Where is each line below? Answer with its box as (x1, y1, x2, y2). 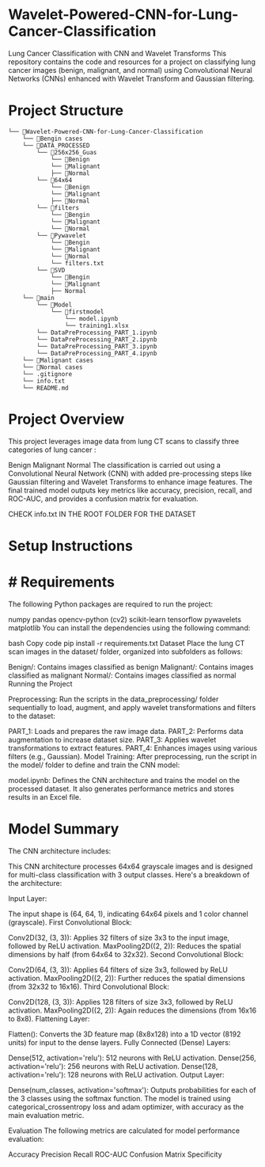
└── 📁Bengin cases (22, 135, 83, 143)
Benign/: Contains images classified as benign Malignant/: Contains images (8, 662, 254, 671)
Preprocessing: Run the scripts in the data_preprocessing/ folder (8, 694, 219, 704)
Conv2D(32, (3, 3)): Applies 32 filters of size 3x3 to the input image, (8, 933, 230, 942)
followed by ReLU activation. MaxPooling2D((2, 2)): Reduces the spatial (8, 941, 241, 951)
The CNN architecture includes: (8, 846, 112, 856)
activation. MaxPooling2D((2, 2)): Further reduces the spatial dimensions (8, 973, 245, 983)
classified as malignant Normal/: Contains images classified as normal (8, 671, 237, 680)
